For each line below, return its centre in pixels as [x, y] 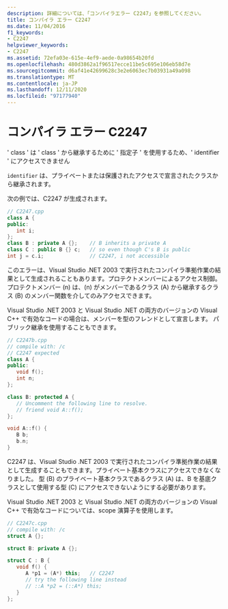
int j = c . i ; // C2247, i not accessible [88, 256]
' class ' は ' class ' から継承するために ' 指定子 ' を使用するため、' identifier [113, 152]
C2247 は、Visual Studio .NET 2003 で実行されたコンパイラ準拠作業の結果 [112, 461]
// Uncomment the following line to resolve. [82, 403]
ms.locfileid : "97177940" [44, 96]
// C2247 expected [33, 353]
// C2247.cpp [26, 211]
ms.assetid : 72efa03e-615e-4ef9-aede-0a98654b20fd [81, 58]
